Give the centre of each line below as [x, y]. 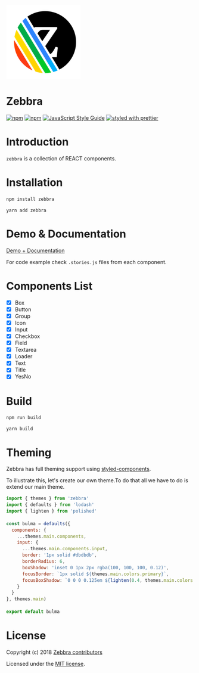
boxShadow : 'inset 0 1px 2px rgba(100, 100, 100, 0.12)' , [95, 567]
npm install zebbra [30, 199]
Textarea [26, 350]
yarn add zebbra [26, 210]
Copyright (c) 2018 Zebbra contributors [55, 652]
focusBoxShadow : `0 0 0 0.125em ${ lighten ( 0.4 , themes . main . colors [108, 580]
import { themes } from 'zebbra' [48, 499]
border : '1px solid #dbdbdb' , [59, 555]
